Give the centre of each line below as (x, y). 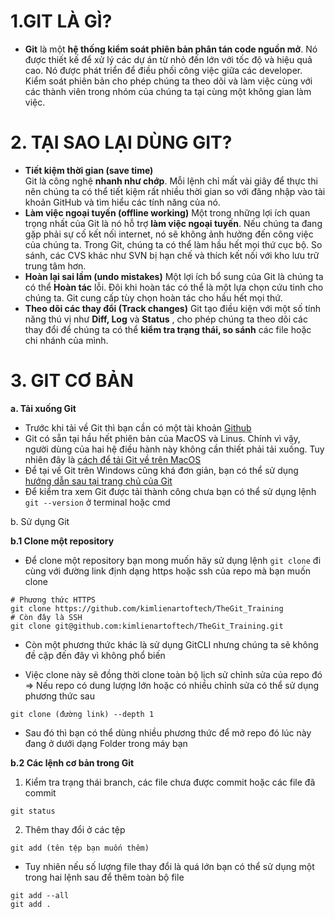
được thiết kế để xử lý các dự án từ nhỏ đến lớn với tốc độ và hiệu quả (168, 59)
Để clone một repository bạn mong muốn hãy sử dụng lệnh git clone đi (173, 560)
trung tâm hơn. (55, 266)
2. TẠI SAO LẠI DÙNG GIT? (121, 142)
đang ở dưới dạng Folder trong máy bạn (106, 743)
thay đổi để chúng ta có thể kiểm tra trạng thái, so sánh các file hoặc (168, 329)
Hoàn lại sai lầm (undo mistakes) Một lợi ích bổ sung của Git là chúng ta (174, 276)
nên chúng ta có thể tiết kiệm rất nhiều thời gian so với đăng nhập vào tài (175, 191)
